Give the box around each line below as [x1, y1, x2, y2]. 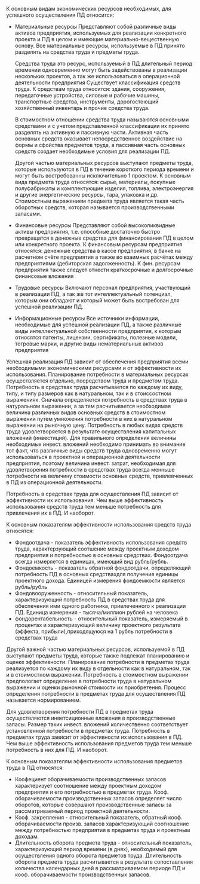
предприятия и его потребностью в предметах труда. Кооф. [14, 788, 169, 796]
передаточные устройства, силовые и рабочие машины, [14, 92, 160, 99]
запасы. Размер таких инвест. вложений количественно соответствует [6, 721, 188, 728]
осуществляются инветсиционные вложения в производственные [6, 714, 176, 721]
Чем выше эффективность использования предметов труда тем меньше [6, 740, 192, 747]
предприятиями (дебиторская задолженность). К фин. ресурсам [14, 260, 181, 267]
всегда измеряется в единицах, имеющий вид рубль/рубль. [14, 558, 168, 565]
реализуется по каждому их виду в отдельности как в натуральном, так [6, 665, 191, 672]
